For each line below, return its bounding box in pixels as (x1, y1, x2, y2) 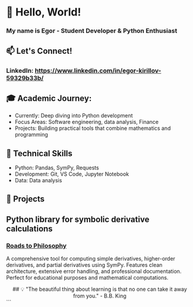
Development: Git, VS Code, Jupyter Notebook (14, 170, 129, 178)
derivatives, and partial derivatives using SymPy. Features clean (6, 262, 163, 269)
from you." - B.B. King (73, 292, 126, 300)
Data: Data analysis (14, 177, 62, 184)
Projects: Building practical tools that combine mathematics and (14, 125, 171, 132)
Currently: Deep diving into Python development (14, 112, 133, 119)
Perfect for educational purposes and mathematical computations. (6, 274, 169, 281)
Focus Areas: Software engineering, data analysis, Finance (14, 119, 159, 126)
